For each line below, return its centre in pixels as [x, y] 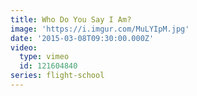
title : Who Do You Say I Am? [71, 19]
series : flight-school [57, 76]
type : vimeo [44, 57]
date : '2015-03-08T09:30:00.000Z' [82, 38]
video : [24, 47]
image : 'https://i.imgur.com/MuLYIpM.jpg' [100, 29]
